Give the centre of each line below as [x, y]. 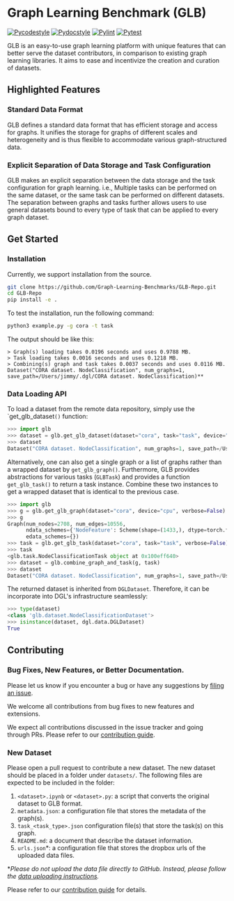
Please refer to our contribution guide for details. [77, 889]
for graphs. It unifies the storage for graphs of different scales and [102, 132]
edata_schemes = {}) [52, 537]
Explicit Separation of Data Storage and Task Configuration [109, 165]
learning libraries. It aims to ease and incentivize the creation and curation [114, 60]
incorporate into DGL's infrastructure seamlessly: [78, 596]
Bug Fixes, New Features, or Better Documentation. [96, 670]
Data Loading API [37, 394]
